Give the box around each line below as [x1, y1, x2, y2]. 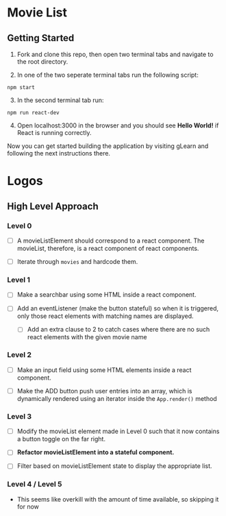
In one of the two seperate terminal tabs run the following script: [16, 71, 199, 79]
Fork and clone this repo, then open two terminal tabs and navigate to [16, 50, 214, 58]
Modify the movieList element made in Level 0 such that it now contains [16, 427, 220, 436]
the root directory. [16, 58, 68, 66]
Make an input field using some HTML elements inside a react [16, 365, 192, 374]
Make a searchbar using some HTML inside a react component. [16, 291, 197, 299]
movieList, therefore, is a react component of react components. [16, 244, 199, 252]
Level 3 [7, 411, 32, 421]
